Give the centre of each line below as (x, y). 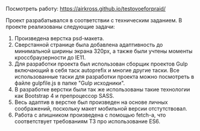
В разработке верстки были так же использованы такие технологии (102, 89)
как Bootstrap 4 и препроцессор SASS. (64, 96)
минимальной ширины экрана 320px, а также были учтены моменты (103, 51)
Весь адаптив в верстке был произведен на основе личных (91, 102)
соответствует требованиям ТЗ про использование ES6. (87, 121)
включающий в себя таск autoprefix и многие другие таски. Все (97, 70)
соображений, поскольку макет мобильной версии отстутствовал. (101, 108)
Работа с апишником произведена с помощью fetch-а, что (90, 115)
